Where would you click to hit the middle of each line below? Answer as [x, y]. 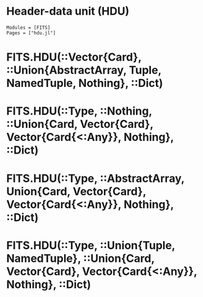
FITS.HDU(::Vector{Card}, [74, 57]
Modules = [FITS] [28, 28]
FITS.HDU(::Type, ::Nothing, [79, 111]
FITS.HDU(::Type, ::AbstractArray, [95, 178]
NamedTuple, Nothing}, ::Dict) [85, 83]
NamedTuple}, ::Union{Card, [80, 258]
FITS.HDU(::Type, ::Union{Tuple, [91, 245]
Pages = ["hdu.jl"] [31, 33]
